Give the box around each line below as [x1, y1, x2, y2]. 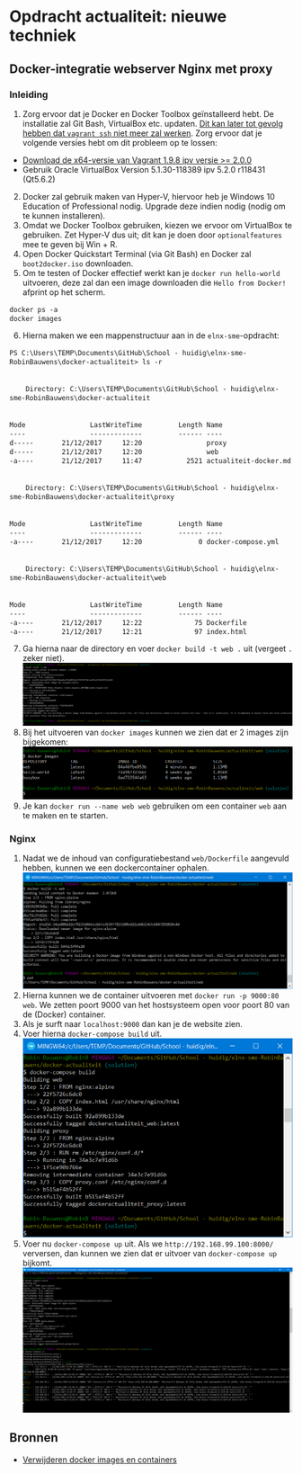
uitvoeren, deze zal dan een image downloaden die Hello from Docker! [22, 277, 287, 288]
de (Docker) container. [22, 1009, 106, 1020]
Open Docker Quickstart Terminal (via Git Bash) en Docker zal [22, 248, 252, 259]
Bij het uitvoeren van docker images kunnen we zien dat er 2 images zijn [22, 727, 289, 737]
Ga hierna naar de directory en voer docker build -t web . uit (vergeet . [22, 643, 293, 654]
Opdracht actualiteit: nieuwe [9, 6, 227, 27]
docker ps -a [9, 305, 58, 314]
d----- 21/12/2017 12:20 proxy [9, 438, 227, 447]
